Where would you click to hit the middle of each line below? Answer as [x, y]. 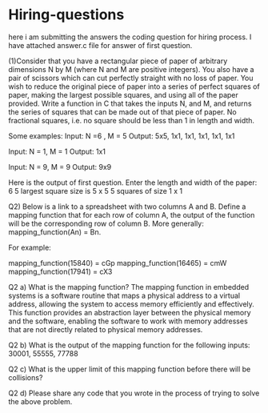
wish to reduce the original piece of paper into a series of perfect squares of [134, 86]
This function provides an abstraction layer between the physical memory [130, 312]
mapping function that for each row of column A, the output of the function [132, 215]
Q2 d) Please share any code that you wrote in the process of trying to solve [134, 393]
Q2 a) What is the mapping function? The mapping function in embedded [129, 287]
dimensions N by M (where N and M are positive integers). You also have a [131, 69]
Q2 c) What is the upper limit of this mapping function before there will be [130, 369]
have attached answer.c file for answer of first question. [100, 45]
